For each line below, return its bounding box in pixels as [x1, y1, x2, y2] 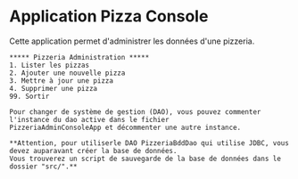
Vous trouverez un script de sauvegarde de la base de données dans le [9, 154, 281, 163]
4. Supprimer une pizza [9, 84, 98, 93]
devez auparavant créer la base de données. [9, 146, 178, 155]
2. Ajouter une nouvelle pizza [9, 69, 126, 77]
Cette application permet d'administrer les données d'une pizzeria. [9, 36, 255, 46]
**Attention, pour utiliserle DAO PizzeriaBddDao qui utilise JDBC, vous [9, 138, 290, 148]
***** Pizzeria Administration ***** [9, 53, 150, 61]
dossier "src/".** [9, 162, 78, 171]
